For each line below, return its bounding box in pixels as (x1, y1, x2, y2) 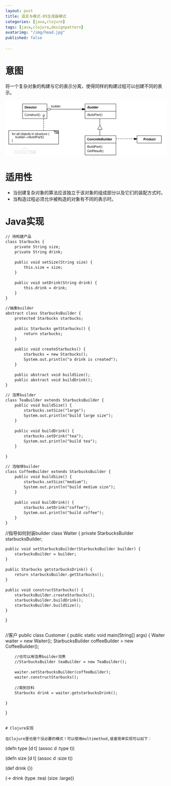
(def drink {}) (5, 765, 33, 772)
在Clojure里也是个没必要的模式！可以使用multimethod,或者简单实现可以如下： (5, 736, 152, 741)
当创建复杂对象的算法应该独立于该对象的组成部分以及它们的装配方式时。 (12, 190, 165, 196)
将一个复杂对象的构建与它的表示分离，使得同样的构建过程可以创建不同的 (5, 83, 158, 89)
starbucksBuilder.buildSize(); (14, 603, 81, 608)
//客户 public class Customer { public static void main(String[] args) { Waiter (5, 632, 165, 638)
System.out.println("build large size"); (24, 413, 114, 418)
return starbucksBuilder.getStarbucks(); (14, 572, 104, 577)
